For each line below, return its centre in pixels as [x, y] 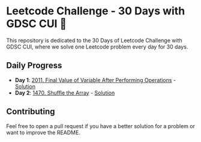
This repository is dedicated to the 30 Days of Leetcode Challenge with [94, 40]
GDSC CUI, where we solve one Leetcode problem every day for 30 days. [97, 47]
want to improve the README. [43, 132]
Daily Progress [34, 66]
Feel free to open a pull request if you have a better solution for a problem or [100, 126]
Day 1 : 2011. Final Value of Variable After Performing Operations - [95, 80]
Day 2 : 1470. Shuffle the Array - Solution [65, 93]
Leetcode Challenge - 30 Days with [96, 11]
